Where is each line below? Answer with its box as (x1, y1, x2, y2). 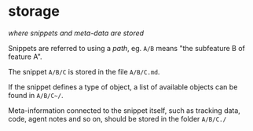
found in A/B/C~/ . (8, 90, 64, 100)
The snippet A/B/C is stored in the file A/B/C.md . (8, 67, 160, 76)
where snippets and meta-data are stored (8, 28, 144, 38)
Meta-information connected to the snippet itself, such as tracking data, (8, 105, 241, 115)
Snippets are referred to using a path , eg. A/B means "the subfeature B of (8, 43, 245, 53)
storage (8, 2, 60, 20)
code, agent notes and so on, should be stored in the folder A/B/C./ (8, 114, 227, 123)
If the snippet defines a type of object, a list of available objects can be (8, 82, 238, 92)
